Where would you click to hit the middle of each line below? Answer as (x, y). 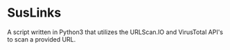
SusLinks (34, 13)
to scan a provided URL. (42, 39)
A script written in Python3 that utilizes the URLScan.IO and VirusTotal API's (115, 32)
